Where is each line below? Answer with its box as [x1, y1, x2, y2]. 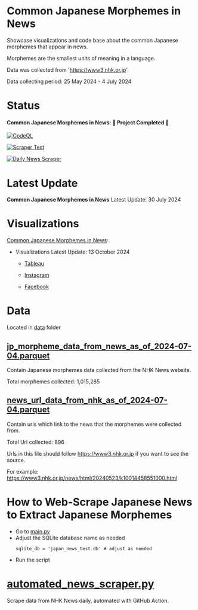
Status [7, 99, 41, 112]
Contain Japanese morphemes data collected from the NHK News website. [7, 366, 191, 373]
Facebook [24, 283, 49, 291]
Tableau [24, 260, 44, 267]
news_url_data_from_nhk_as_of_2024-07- [7, 395, 168, 405]
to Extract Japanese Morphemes [7, 508, 172, 521]
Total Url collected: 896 [7, 438, 64, 446]
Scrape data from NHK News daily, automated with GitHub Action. [7, 597, 169, 604]
